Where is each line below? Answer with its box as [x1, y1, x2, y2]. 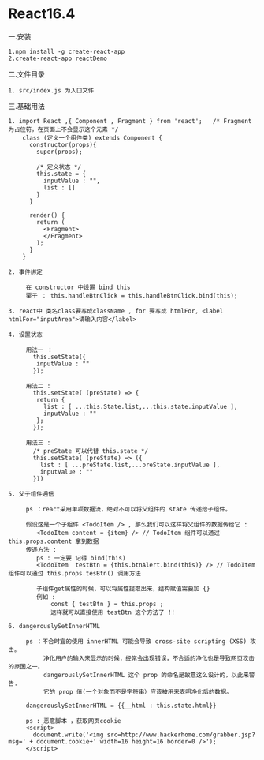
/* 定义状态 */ [36, 163, 81, 170]
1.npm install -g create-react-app [8, 47, 125, 55]
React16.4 [8, 5, 76, 23]
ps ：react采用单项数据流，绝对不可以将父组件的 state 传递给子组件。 [25, 505, 232, 513]
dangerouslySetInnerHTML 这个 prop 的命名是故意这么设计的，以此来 [43, 671, 250, 679]
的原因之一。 [8, 662, 44, 671]
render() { [28, 211, 65, 219]
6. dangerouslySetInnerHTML [8, 622, 101, 630]
